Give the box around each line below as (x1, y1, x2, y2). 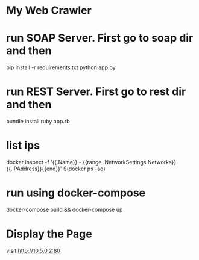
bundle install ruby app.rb (6, 118, 71, 125)
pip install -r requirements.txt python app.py (6, 64, 116, 71)
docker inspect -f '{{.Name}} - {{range (6, 159, 102, 166)
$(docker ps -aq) (63, 165, 106, 172)
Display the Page (6, 227, 92, 241)
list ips (6, 139, 40, 152)
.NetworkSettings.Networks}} (103, 159, 177, 166)
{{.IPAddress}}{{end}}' (6, 165, 62, 172)
